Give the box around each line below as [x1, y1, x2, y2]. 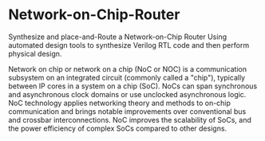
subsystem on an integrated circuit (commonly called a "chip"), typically [8, 72, 246, 82]
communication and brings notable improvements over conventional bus [8, 106, 247, 116]
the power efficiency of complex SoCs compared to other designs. [8, 123, 227, 133]
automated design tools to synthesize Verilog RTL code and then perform [8, 40, 250, 49]
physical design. [8, 49, 62, 58]
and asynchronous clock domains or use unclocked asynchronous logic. [8, 89, 247, 99]
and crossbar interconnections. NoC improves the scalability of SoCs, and [8, 115, 251, 124]
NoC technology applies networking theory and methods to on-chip [8, 98, 231, 108]
